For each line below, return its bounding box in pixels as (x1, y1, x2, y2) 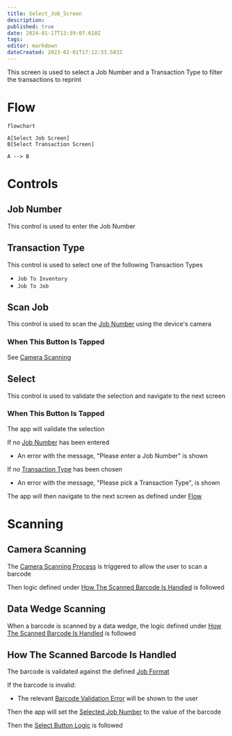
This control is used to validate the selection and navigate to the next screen (7, 392, 226, 400)
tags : (7, 36, 23, 43)
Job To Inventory (17, 275, 68, 282)
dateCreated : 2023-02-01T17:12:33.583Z (7, 49, 123, 56)
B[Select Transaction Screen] (7, 140, 95, 148)
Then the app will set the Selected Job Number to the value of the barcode (7, 708, 222, 716)
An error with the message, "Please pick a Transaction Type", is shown (17, 478, 220, 487)
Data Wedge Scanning (7, 603, 106, 615)
